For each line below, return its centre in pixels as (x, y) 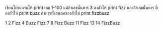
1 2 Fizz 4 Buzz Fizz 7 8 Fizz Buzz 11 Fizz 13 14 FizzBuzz (63, 23)
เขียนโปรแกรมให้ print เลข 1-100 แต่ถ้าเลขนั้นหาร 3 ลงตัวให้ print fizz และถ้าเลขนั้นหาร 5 (81, 8)
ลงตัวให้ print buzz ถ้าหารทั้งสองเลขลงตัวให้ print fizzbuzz (57, 13)
